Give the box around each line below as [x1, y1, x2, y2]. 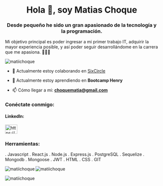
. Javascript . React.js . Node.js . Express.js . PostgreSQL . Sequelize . [5, 151, 145, 157]
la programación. [61, 28, 103, 35]
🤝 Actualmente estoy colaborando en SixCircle [12, 68, 106, 74]
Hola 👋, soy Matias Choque [26, 4, 137, 16]
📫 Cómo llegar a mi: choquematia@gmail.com [12, 87, 108, 93]
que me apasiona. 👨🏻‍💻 [5, 49, 51, 55]
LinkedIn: [5, 113, 24, 119]
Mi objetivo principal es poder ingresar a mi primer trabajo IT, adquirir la [5, 39, 149, 45]
